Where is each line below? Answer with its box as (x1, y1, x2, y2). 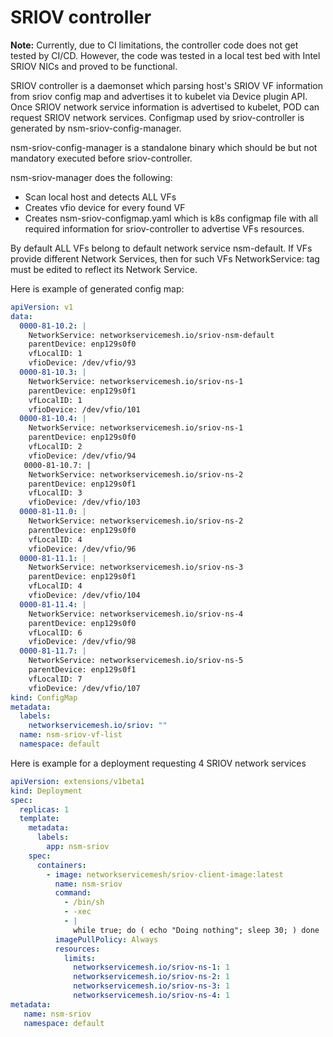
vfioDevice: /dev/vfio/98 (28, 637, 137, 647)
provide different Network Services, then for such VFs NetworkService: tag (10, 252, 320, 265)
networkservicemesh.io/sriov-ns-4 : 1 (73, 991, 230, 1001)
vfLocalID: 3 (28, 488, 83, 498)
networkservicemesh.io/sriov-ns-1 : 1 (73, 962, 230, 973)
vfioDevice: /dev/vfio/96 (28, 544, 137, 554)
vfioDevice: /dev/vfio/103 (28, 497, 141, 508)
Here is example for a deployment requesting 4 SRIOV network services (10, 757, 307, 769)
